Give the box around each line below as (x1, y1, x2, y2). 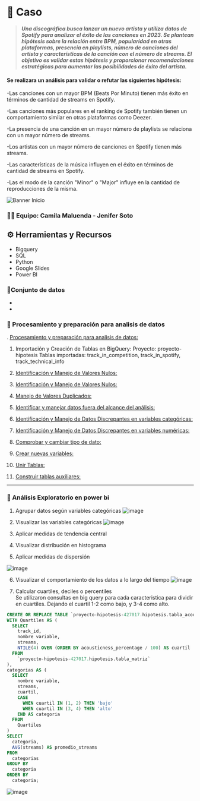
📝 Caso (7, 5, 42, 19)
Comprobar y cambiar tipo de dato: (15, 439, 101, 446)
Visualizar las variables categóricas (15, 518, 103, 525)
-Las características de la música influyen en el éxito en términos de (7, 161, 174, 168)
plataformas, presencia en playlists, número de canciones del (21, 44, 178, 51)
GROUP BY (7, 761, 28, 767)
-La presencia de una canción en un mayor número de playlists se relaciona (7, 125, 192, 133)
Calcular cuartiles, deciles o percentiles (15, 588, 112, 595)
